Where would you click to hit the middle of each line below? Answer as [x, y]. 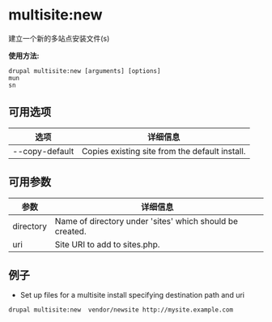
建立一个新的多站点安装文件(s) [59, 38]
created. [70, 231]
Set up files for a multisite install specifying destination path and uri [132, 295]
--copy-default [43, 151]
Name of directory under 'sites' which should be [147, 221]
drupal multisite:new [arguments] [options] [85, 71]
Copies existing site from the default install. [164, 151]
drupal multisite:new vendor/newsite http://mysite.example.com [121, 310]
